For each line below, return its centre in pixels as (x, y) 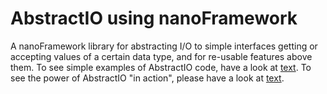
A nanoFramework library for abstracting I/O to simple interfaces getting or (164, 46)
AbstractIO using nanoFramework (154, 18)
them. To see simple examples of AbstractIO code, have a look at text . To (161, 67)
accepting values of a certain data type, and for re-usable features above (161, 56)
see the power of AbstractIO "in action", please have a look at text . (147, 78)
